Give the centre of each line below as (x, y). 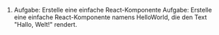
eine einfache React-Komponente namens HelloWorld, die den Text (110, 17)
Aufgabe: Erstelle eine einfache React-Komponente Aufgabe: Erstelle (113, 10)
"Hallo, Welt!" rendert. (45, 24)
